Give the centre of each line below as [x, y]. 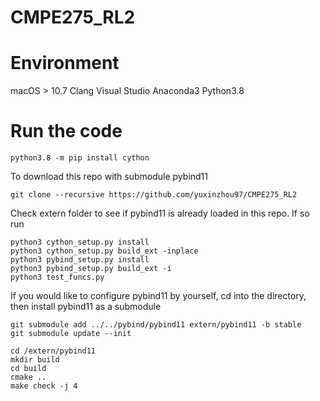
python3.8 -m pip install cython [80, 158]
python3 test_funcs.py [57, 277]
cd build [28, 369]
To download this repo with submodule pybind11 [109, 177]
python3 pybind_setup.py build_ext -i [91, 269]
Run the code [66, 131]
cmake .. [28, 377]
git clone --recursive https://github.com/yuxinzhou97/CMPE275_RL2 [154, 195]
